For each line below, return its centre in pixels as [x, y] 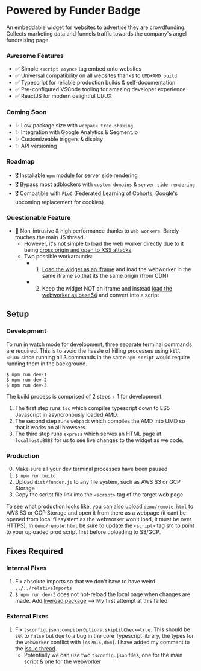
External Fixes [28, 616]
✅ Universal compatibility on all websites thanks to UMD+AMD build [96, 75]
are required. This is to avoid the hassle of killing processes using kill [94, 350]
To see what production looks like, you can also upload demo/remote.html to [100, 506]
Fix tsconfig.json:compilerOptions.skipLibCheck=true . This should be [103, 629]
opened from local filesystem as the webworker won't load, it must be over [99, 519]
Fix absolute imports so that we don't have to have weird [85, 581]
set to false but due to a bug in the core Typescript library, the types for [104, 636]
